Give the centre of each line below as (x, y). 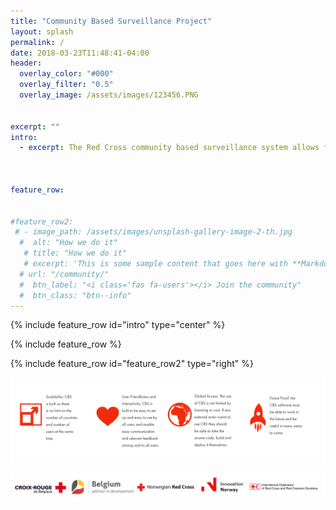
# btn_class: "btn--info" (75, 295)
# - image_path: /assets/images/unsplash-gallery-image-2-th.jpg (153, 232)
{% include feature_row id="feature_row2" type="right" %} (132, 364)
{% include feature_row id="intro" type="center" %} (118, 325)
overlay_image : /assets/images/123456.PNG (109, 95)
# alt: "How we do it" (68, 243)
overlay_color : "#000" (66, 74)
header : (26, 63)
